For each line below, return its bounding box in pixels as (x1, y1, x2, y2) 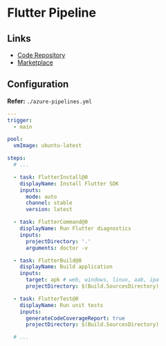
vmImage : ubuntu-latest (13, 142, 82, 149)
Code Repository (17, 51, 66, 59)
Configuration (7, 79, 69, 90)
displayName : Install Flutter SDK (19, 180, 119, 187)
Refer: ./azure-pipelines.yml (7, 97, 92, 105)
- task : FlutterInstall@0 (13, 174, 89, 181)
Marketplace (17, 58, 53, 67)
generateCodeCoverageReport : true (25, 315, 126, 322)
